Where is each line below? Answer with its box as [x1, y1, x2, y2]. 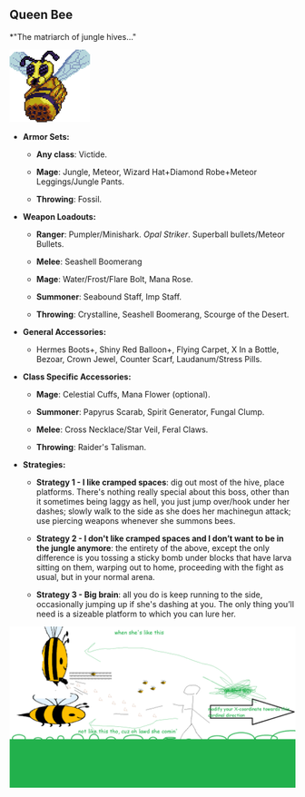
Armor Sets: [22, 131, 70, 142]
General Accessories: [22, 326, 107, 337]
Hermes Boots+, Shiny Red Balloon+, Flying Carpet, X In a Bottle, [35, 344, 280, 355]
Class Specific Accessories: [22, 371, 132, 382]
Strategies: [22, 458, 66, 470]
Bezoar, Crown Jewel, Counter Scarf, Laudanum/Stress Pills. [35, 353, 262, 364]
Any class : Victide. [35, 149, 107, 160]
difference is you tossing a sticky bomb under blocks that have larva [35, 552, 292, 563]
